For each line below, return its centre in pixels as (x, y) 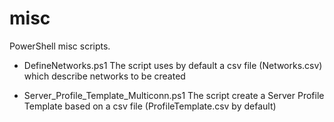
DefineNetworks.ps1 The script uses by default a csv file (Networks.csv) (173, 65)
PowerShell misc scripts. (60, 46)
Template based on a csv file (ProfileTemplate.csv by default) (150, 106)
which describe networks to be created (104, 76)
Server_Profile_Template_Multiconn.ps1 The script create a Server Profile (174, 95)
